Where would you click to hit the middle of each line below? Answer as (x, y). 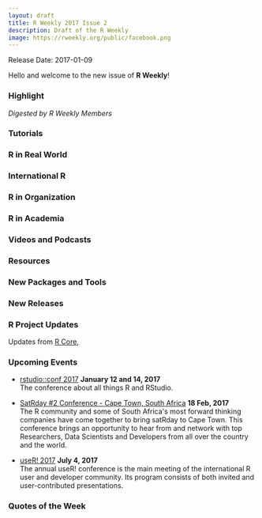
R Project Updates (43, 324)
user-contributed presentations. (71, 486)
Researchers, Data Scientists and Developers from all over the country (134, 437)
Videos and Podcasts (50, 240)
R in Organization (42, 197)
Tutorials (26, 134)
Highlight (26, 96)
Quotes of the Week (47, 506)
